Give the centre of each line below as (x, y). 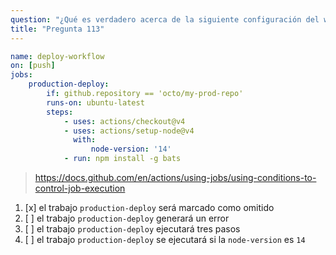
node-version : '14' (131, 149)
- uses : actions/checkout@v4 (124, 121)
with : (85, 140)
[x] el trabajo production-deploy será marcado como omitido (149, 207)
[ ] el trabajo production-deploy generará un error (127, 218)
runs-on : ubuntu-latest (95, 102)
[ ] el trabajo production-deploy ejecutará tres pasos (132, 229)
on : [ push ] (33, 66)
